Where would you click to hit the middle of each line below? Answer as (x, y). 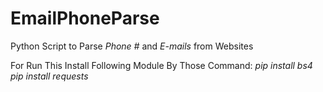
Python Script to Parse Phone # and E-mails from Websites (132, 46)
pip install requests (49, 76)
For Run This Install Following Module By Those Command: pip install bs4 (161, 65)
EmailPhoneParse (85, 18)
